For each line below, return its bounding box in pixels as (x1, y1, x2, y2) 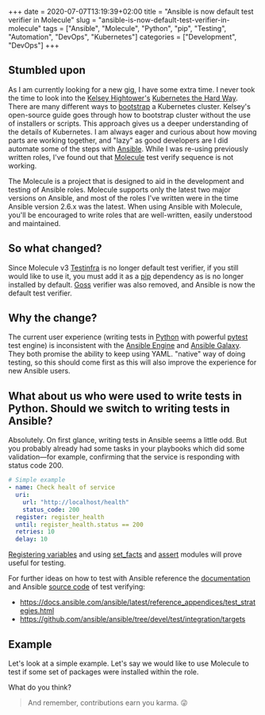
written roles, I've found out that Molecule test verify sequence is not (8, 152, 234, 162)
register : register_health (15, 513, 105, 521)
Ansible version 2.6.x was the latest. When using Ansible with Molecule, (8, 201, 243, 211)
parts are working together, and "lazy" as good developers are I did (8, 135, 229, 145)
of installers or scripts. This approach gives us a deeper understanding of (8, 119, 248, 128)
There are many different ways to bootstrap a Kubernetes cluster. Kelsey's (8, 101, 252, 111)
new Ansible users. (8, 366, 71, 376)
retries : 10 (15, 528, 56, 536)
